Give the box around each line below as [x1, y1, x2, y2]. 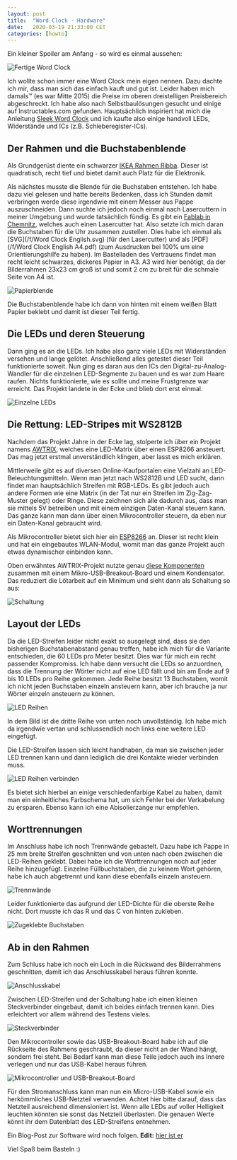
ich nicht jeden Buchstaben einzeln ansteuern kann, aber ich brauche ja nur [7, 682, 228, 690]
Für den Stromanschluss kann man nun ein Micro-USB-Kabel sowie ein [7, 1087, 214, 1096]
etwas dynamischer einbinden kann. [7, 547, 113, 556]
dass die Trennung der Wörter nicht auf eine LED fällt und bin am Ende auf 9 [7, 666, 230, 675]
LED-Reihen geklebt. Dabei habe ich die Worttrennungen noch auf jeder [7, 857, 217, 866]
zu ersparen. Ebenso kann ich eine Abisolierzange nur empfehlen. [7, 803, 200, 811]
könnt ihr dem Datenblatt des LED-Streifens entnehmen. [7, 1118, 171, 1126]
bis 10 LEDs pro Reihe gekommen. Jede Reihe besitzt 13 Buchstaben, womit [7, 674, 229, 683]
